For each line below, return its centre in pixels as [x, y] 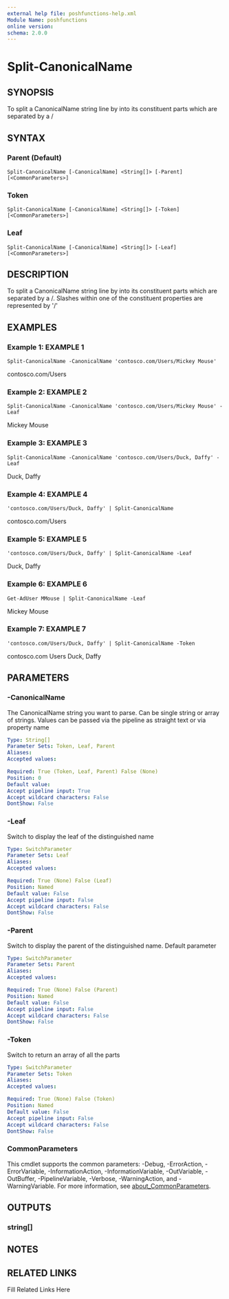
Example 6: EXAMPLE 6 [47, 584]
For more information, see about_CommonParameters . [134, 1186]
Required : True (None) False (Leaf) [59, 881]
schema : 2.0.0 [28, 33]
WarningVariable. [32, 1186]
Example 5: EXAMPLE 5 [47, 539]
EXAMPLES [32, 328]
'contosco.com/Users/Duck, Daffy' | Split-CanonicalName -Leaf [100, 554]
